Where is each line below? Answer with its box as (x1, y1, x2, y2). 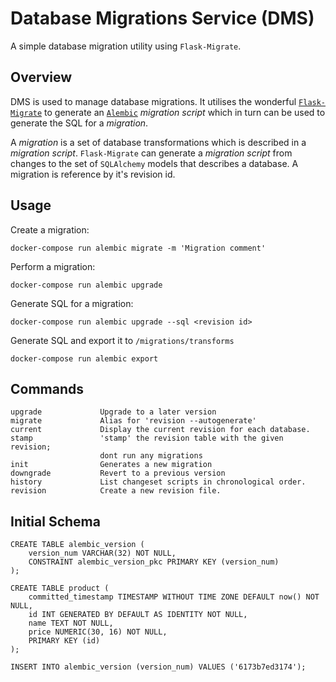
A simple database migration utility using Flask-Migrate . (10, 40, 242, 52)
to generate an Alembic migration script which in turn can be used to (44, 106, 326, 118)
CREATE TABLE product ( (10, 583, 110, 594)
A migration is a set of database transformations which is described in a (10, 136, 307, 148)
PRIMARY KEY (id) (28, 636, 101, 646)
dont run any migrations (99, 451, 203, 461)
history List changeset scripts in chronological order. (10, 477, 307, 487)
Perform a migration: (10, 260, 96, 272)
